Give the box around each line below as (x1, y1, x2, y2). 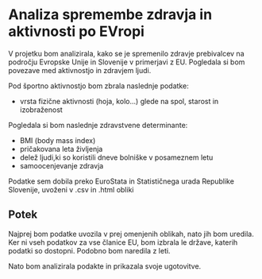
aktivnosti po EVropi (8, 22, 145, 41)
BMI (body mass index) (19, 135, 96, 145)
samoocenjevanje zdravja (19, 161, 104, 170)
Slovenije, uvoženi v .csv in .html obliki (8, 184, 134, 194)
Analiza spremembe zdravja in (8, 6, 213, 24)
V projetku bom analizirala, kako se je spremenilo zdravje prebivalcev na (8, 48, 245, 58)
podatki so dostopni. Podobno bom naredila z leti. (8, 246, 171, 255)
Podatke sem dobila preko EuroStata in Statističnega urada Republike (8, 176, 234, 186)
